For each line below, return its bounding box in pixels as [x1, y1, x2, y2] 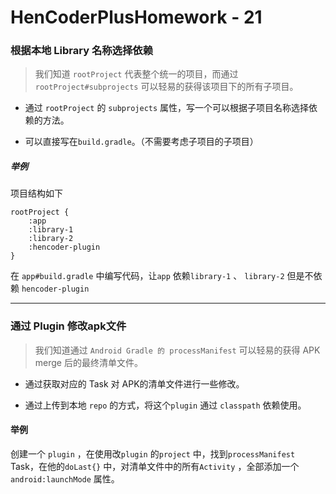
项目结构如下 [10, 187, 63, 200]
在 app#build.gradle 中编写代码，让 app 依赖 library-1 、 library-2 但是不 [10, 270, 314, 282]
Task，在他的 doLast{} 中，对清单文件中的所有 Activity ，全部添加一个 [10, 460, 300, 472]
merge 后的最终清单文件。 [34, 356, 143, 368]
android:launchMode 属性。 [10, 472, 120, 485]
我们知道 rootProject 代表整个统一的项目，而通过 [34, 68, 239, 80]
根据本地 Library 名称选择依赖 [10, 44, 154, 58]
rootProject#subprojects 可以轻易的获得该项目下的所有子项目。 [34, 81, 299, 93]
